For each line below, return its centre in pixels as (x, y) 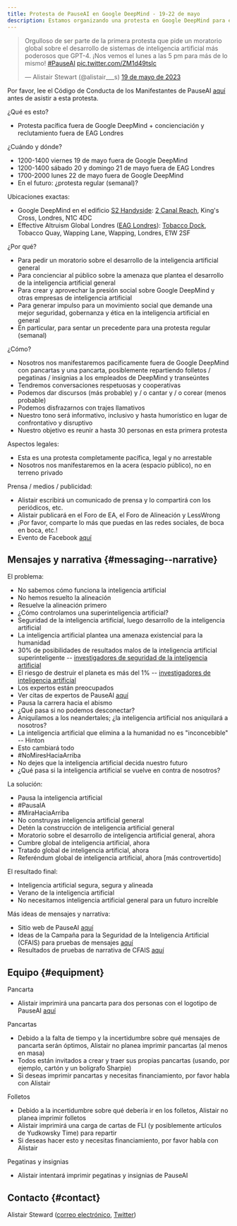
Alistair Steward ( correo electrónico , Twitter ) (72, 1214)
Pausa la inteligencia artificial (60, 798)
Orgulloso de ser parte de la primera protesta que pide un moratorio (123, 40)
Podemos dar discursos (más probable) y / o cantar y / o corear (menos (122, 392)
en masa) (31, 1053)
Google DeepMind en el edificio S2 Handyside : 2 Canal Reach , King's (118, 210)
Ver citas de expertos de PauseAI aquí (73, 695)
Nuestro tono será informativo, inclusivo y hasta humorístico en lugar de (122, 415)
